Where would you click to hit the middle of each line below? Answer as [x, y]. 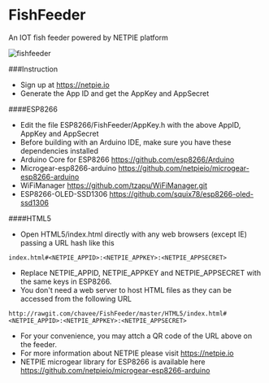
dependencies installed [59, 150]
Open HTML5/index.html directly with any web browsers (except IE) [134, 234]
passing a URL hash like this [67, 242]
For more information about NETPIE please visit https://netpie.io [127, 353]
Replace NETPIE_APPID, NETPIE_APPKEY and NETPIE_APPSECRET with [141, 272]
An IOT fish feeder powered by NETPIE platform [89, 37]
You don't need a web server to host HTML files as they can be [126, 289]
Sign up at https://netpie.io [65, 85]
